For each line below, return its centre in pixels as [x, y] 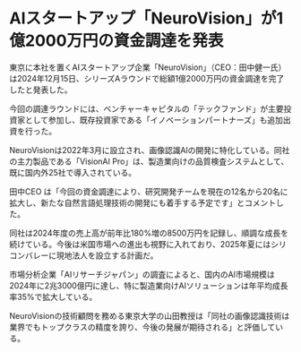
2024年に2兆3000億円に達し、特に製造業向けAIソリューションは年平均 [141, 285]
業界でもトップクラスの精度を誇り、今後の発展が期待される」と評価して [142, 327]
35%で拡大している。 [57, 296]
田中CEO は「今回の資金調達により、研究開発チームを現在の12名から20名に [149, 191]
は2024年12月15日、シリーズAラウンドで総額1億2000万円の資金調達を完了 [147, 78]
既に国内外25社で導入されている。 [73, 172]
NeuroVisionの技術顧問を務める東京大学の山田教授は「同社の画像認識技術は [150, 315]
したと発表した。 [41, 90]
